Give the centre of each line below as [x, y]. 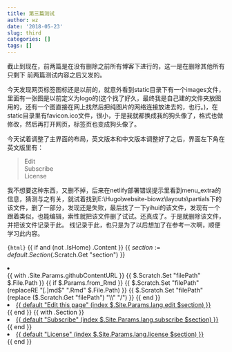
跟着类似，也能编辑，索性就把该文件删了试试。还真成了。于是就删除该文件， [116, 216]
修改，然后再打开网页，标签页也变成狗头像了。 [74, 124]
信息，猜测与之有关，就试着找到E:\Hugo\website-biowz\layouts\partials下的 [115, 199]
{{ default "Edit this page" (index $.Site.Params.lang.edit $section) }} [114, 305]
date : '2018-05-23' [35, 26]
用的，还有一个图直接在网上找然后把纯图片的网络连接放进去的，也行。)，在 [113, 107]
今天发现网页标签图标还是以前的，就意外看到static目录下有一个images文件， [116, 90]
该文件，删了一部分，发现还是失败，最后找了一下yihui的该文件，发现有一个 [114, 207]
